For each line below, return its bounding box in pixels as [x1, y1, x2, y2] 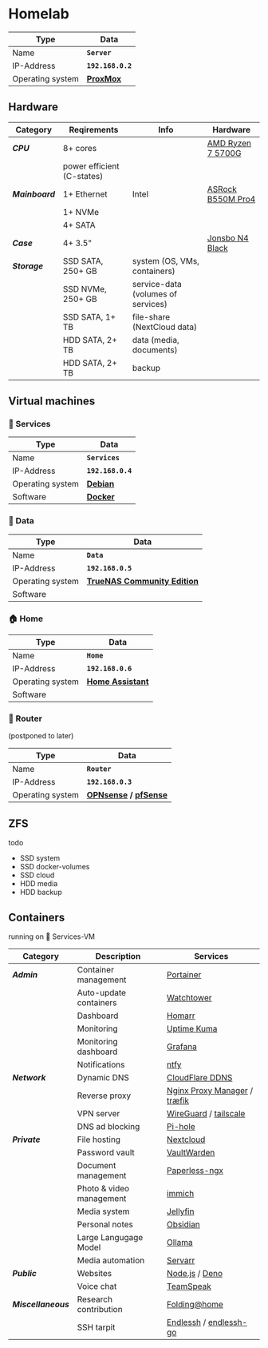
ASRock [207, 183, 237, 194]
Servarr [166, 1255, 195, 1266]
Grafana [166, 1040, 197, 1052]
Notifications [77, 1059, 125, 1070]
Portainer [166, 968, 202, 980]
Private [12, 1134, 41, 1145]
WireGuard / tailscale [166, 1107, 246, 1119]
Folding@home [166, 1298, 223, 1310]
